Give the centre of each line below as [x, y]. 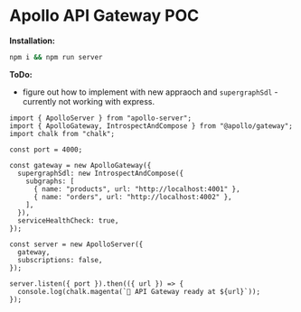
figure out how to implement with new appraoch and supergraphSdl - [150, 92]
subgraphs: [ [50, 181]
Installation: [33, 41]
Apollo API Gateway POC [104, 16]
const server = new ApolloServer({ [76, 244]
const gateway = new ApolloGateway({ [80, 165]
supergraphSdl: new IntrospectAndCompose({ [100, 173]
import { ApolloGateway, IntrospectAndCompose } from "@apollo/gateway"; [151, 126]
